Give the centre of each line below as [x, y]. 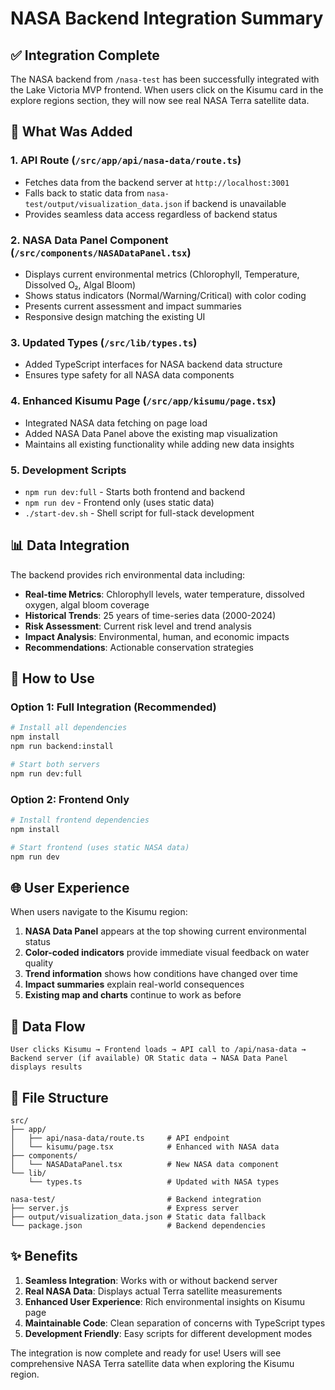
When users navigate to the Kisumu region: [99, 912]
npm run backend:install [62, 747]
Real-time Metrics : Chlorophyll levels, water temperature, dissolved [164, 594]
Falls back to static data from [84, 193]
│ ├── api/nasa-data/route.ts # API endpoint [120, 1138]
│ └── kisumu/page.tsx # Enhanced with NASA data [145, 1147]
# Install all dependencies [69, 728]
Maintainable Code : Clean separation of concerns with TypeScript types [175, 1323]
